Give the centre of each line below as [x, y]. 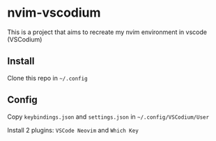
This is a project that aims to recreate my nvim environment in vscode [107, 32]
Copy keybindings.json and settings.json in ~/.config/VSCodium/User [108, 117]
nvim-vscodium [54, 13]
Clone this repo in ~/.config [48, 78]
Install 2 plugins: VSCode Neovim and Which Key [73, 130]
